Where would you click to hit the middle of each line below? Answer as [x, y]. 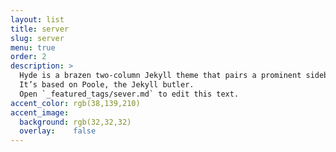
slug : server [37, 38]
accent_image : [40, 112]
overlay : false [58, 131]
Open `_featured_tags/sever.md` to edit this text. [129, 94]
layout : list [37, 19]
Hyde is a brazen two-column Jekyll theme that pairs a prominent [160, 76]
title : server [40, 29]
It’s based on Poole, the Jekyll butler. [107, 85]
